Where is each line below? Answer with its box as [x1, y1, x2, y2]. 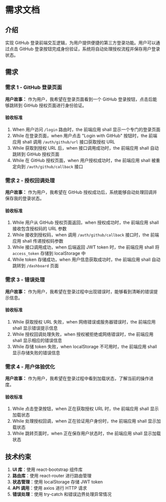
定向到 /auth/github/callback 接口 [12, 164, 83, 169]
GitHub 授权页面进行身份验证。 [23, 102, 87, 108]
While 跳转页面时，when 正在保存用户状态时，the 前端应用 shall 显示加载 [12, 430, 161, 436]
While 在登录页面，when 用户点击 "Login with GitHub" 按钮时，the [12, 132, 148, 138]
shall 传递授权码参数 [22, 238, 63, 244]
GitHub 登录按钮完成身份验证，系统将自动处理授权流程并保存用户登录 [19, 46, 161, 52]
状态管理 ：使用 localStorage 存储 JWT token [12, 479, 103, 485]
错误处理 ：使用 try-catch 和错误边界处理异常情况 [12, 491, 112, 497]
